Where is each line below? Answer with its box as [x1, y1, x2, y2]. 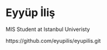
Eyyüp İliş [5, 6, 55, 20]
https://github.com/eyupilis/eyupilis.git [5, 37, 101, 44]
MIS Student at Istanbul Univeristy [5, 26, 90, 33]
